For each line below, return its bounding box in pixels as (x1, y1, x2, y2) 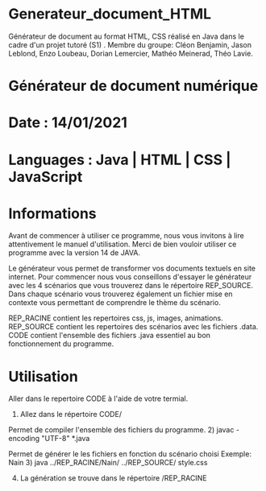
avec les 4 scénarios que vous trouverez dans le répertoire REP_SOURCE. (8, 281, 254, 291)
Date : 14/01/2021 (8, 113, 127, 132)
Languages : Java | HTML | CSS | (8, 151, 231, 169)
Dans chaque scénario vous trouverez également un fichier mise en (8, 289, 233, 299)
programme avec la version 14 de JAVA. (8, 248, 141, 258)
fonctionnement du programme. (8, 339, 114, 349)
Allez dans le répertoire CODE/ (19, 410, 123, 419)
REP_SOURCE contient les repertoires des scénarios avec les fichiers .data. (8, 322, 259, 332)
